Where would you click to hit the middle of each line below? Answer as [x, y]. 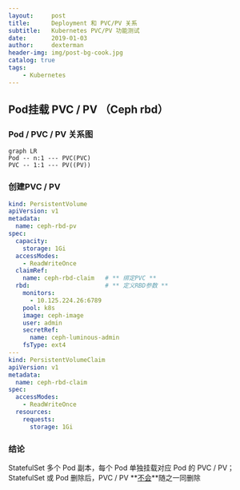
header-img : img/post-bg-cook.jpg [66, 53]
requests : [39, 419]
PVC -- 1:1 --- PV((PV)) [50, 165]
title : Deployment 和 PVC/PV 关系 [73, 23]
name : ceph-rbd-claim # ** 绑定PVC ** [90, 278]
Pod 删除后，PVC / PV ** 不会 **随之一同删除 [128, 478]
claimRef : [32, 271]
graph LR [23, 151]
